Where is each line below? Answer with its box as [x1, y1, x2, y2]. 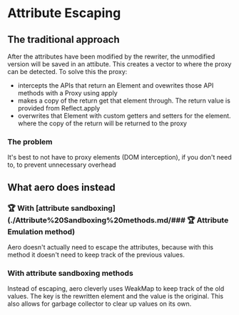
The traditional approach [7, 33, 120, 46]
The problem [7, 137, 53, 147]
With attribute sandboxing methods [7, 268, 133, 278]
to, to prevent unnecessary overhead [7, 160, 116, 169]
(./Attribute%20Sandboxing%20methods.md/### [7, 215, 185, 225]
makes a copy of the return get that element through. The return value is [17, 96, 230, 105]
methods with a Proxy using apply [17, 89, 118, 97]
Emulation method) [7, 227, 76, 237]
